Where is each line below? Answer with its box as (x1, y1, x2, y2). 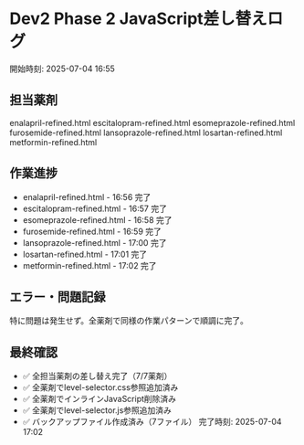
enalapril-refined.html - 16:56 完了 (22, 191, 152, 202)
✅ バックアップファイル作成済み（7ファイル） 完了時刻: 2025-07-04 (22, 417, 282, 428)
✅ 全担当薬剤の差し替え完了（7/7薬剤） (22, 371, 173, 382)
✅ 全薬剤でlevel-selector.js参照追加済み (22, 405, 172, 416)
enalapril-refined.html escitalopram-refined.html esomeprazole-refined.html (9, 117, 296, 128)
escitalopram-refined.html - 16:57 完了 (22, 203, 167, 214)
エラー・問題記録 (9, 289, 106, 304)
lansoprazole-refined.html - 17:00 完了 (22, 237, 167, 248)
